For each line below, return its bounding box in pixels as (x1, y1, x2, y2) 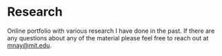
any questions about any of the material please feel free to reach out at (7, 33, 209, 42)
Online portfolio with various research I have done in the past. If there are (7, 27, 215, 35)
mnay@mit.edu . (7, 41, 52, 49)
